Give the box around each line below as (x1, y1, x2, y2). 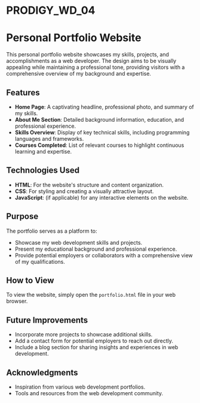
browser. (6, 297, 28, 305)
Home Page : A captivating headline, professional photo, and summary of (14, 103, 194, 110)
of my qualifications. (14, 258, 66, 265)
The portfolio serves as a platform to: (6, 227, 97, 234)
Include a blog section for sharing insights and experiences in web (14, 344, 179, 351)
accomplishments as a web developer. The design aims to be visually (6, 58, 177, 65)
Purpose (6, 211, 39, 222)
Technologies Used (6, 166, 79, 176)
